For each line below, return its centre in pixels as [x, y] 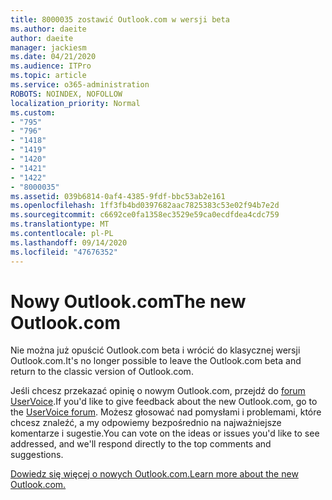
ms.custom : [33, 112]
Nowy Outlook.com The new [128, 301]
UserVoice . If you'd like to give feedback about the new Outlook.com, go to [164, 402]
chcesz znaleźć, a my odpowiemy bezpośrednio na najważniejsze [146, 423]
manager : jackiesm [48, 47]
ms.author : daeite [48, 29]
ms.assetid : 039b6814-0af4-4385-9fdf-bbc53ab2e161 [118, 196]
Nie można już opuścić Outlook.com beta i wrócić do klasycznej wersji [155, 350]
